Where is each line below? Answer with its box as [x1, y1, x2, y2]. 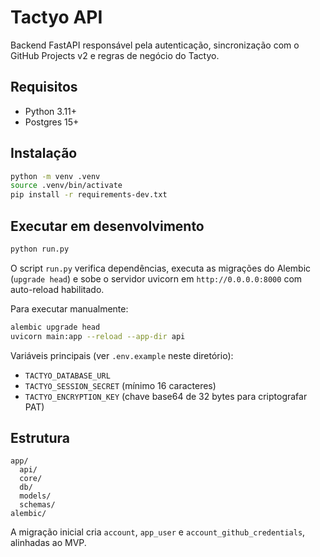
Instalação [10, 145, 78, 162]
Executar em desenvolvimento [10, 217, 205, 235]
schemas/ [19, 500, 56, 510]
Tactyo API [10, 6, 103, 29]
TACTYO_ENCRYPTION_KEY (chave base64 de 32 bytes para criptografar [24, 390, 308, 402]
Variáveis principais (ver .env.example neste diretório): [10, 349, 234, 361]
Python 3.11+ [24, 105, 78, 117]
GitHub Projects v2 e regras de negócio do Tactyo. [10, 49, 220, 61]
